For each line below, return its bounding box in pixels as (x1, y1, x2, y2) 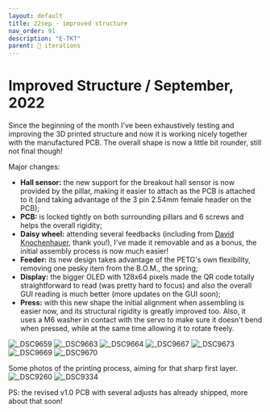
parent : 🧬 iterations (8, 42, 81, 50)
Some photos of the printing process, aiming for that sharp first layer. (8, 364, 238, 373)
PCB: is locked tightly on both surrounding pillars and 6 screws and (19, 212, 244, 222)
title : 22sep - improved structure (8, 19, 128, 27)
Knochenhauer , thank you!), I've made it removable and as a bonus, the (19, 238, 257, 247)
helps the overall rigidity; (19, 221, 102, 230)
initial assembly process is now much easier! (19, 246, 169, 256)
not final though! (8, 146, 63, 156)
